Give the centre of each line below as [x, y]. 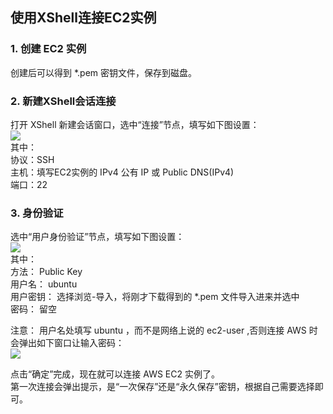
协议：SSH [32, 159]
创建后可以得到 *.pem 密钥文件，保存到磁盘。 [104, 72]
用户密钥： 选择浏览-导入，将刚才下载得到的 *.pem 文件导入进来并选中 [155, 297]
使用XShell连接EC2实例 [83, 18]
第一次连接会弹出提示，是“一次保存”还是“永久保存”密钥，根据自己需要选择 [162, 387]
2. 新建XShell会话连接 [63, 101]
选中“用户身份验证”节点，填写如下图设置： [97, 237]
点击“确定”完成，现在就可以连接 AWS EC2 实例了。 [115, 374]
